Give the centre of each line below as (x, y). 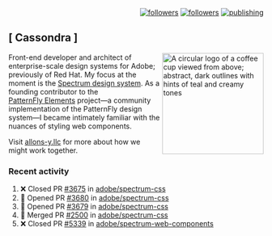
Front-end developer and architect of (70, 57)
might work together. (43, 150)
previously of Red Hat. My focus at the (72, 74)
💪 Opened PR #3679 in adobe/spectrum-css (94, 207)
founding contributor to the (53, 91)
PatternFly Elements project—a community (80, 100)
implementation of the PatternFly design (75, 108)
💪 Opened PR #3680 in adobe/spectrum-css (94, 198)
